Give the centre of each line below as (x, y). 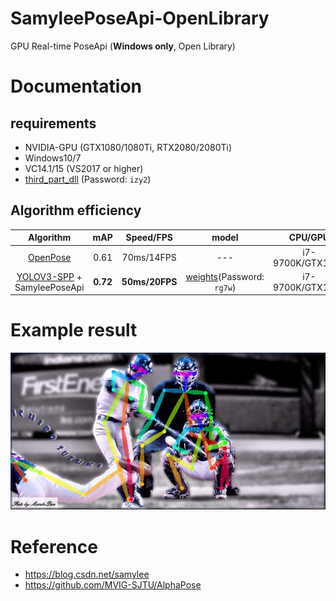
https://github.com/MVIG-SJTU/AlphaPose (113, 585)
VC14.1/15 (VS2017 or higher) (84, 168)
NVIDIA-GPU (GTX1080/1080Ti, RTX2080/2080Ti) (128, 147)
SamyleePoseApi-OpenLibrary (140, 18)
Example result (74, 330)
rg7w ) (225, 287)
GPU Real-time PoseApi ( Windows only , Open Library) (123, 46)
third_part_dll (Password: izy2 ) (88, 179)
